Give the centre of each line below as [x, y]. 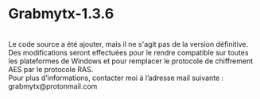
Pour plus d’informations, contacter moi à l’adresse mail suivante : [116, 78]
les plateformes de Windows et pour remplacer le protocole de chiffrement [130, 61]
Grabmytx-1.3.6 [61, 14]
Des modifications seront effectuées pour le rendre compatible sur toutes [128, 52]
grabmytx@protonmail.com [53, 86]
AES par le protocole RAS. [51, 69]
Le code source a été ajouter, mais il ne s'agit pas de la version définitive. [128, 44]
